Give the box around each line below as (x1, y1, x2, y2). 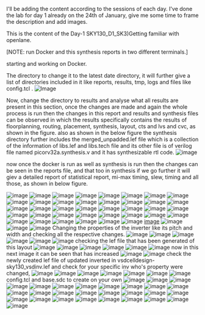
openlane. (6, 37, 32, 43)
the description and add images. (6, 18, 88, 25)
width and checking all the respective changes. (6, 231, 125, 237)
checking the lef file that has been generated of (75, 237, 195, 244)
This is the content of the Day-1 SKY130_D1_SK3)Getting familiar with (6, 30, 179, 37)
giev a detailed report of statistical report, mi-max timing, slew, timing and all (6, 173, 199, 181)
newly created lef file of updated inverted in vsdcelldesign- (6, 256, 155, 264)
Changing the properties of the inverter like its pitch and (52, 224, 193, 231)
